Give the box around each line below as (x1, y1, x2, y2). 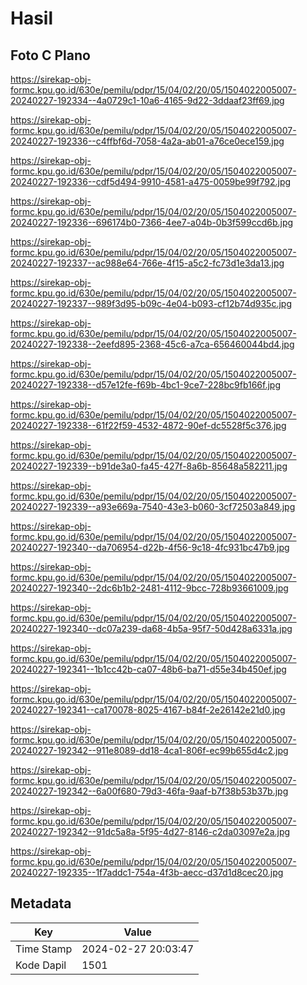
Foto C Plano (10, 47, 91, 64)
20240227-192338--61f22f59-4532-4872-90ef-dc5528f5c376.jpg (10, 420, 287, 431)
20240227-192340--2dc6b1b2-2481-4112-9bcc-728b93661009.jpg (10, 582, 289, 594)
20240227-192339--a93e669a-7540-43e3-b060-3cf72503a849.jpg (10, 501, 296, 512)
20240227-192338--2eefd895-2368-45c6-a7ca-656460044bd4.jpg (10, 338, 295, 350)
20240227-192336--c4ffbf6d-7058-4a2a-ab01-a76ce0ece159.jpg (10, 135, 285, 147)
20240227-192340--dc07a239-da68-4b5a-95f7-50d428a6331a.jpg (10, 623, 293, 634)
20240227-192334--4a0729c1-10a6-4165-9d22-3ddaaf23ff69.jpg (10, 95, 285, 106)
